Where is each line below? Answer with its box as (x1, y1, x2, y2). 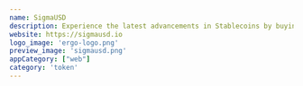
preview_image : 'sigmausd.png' (9, 47, 127, 56)
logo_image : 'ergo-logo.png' (9, 38, 119, 47)
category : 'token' (9, 64, 78, 73)
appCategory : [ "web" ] (9, 55, 91, 64)
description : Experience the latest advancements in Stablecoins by (9, 21, 272, 30)
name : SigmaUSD (9, 13, 67, 22)
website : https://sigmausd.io (9, 30, 124, 39)
